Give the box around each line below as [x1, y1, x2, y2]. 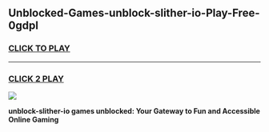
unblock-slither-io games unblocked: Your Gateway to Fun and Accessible [8, 106, 260, 115]
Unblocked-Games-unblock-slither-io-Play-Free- [8, 6, 260, 20]
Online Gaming [8, 114, 59, 124]
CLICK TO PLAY [8, 43, 70, 54]
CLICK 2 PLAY [8, 73, 64, 84]
